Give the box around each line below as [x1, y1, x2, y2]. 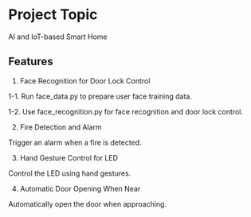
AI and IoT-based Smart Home [8, 32, 108, 41]
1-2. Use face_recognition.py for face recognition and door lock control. [8, 107, 243, 116]
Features [8, 55, 53, 68]
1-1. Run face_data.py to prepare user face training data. [8, 91, 193, 101]
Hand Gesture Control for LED [19, 153, 118, 162]
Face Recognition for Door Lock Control [19, 76, 151, 85]
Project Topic [8, 6, 98, 24]
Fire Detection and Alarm [19, 122, 102, 132]
